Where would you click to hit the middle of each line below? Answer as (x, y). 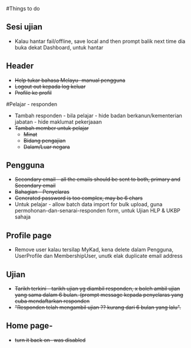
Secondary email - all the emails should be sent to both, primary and (97, 180)
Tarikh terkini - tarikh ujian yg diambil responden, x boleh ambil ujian (97, 289)
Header (20, 66)
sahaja (23, 217)
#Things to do (23, 9)
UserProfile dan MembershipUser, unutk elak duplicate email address (99, 256)
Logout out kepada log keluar (50, 86)
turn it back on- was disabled (50, 340)
